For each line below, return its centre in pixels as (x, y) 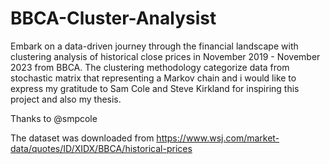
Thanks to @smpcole (54, 118)
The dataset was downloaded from (82, 138)
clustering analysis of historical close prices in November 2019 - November (165, 56)
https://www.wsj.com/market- (218, 138)
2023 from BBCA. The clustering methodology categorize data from (150, 67)
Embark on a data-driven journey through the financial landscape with (154, 46)
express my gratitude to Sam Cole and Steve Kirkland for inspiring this (155, 88)
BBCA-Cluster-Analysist (113, 18)
